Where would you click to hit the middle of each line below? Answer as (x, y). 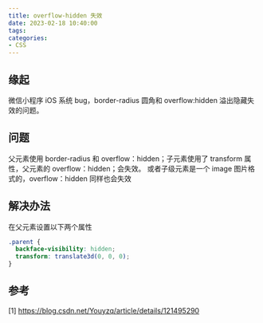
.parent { (25, 242)
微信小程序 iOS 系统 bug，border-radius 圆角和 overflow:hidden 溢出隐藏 (128, 100)
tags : (17, 30)
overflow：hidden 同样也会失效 (80, 178)
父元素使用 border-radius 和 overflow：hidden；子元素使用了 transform (126, 158)
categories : (28, 38)
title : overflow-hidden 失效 (55, 16)
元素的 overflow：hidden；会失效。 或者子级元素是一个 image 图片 (139, 168)
